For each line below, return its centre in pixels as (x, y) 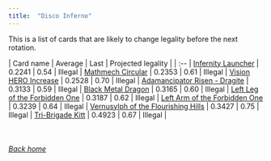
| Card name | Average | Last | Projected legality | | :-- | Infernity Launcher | (133, 63)
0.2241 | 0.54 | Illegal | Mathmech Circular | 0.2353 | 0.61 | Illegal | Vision (129, 72)
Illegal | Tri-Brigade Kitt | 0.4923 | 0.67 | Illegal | (88, 115)
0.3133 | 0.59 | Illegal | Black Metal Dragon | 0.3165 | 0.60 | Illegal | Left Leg (133, 89)
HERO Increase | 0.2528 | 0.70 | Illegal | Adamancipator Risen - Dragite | (129, 80)
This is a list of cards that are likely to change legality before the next (123, 39)
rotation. (22, 47)
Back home (28, 149)
